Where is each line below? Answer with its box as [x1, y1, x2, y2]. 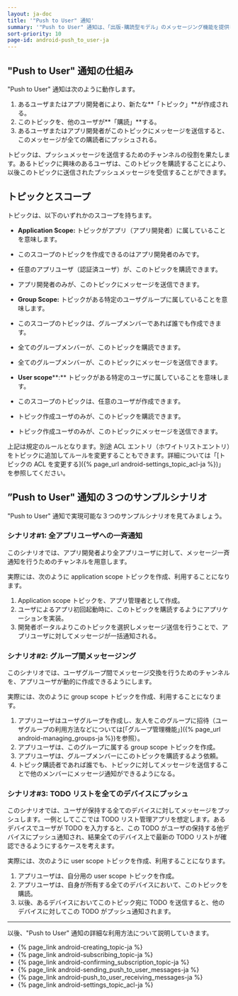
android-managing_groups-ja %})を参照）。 [17, 734, 144, 742]
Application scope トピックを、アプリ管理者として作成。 [17, 596, 184, 604]
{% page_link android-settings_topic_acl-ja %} [17, 980, 154, 989]
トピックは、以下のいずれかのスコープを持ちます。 [7, 210, 156, 220]
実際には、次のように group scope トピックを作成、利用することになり [7, 692, 216, 701]
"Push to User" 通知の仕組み [7, 64, 134, 77]
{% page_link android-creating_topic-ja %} [17, 943, 143, 951]
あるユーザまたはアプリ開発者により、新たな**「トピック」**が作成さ [17, 100, 222, 108]
